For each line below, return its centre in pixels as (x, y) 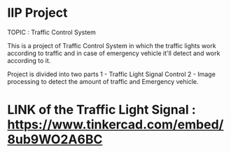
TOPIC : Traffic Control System (52, 32)
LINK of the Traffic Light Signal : (101, 110)
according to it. (29, 60)
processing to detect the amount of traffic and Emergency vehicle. (103, 81)
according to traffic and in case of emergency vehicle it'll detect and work (114, 53)
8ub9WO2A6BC (55, 139)
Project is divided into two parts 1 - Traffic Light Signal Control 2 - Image (111, 74)
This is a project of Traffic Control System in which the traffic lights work (112, 45)
